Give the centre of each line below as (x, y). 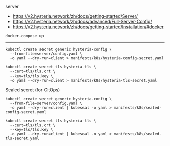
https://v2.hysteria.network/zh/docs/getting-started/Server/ (75, 16)
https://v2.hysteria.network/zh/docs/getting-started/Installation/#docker (88, 27)
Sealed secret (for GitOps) (33, 90)
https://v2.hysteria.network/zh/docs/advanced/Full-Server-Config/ (82, 21)
